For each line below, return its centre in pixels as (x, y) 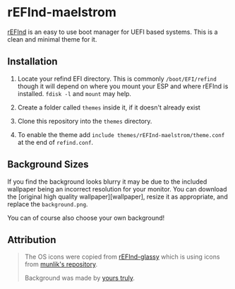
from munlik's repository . (61, 264)
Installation (32, 62)
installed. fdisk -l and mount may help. (74, 93)
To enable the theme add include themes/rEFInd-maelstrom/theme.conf (121, 134)
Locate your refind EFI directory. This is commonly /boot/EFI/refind (117, 78)
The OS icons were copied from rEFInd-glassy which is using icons (122, 257)
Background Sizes (48, 164)
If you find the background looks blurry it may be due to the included (107, 182)
